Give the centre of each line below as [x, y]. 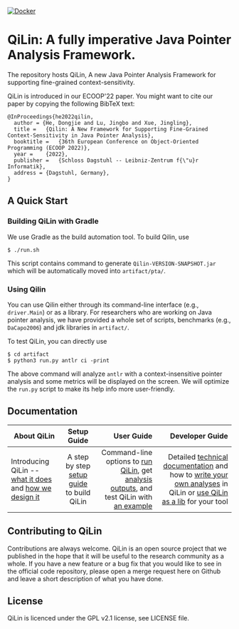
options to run [129, 461]
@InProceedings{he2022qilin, [51, 117]
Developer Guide [199, 436]
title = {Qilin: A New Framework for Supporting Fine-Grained [111, 129]
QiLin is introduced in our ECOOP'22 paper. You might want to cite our [110, 96]
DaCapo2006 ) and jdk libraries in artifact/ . [68, 327]
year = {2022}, [41, 154]
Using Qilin [27, 289]
